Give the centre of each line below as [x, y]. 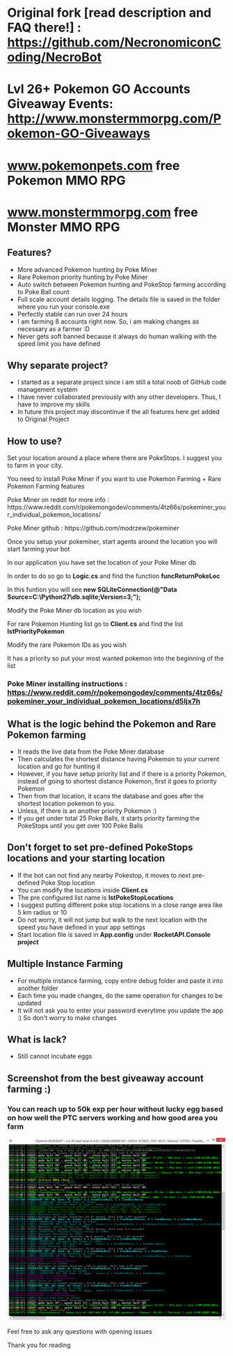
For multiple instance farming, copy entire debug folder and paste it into [120, 980]
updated [29, 1003]
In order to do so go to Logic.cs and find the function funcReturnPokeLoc [114, 576]
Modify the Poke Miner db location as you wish [74, 611]
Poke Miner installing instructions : [67, 684]
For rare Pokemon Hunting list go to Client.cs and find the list [95, 624]
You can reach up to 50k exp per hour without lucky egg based [115, 1109]
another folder [38, 988]
